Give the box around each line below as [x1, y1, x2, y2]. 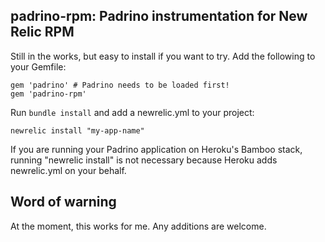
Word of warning [10, 194, 117, 211]
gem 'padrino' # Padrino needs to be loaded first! [10, 80, 230, 90]
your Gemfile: [10, 60, 67, 73]
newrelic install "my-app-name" [10, 125, 145, 136]
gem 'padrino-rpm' [10, 89, 87, 99]
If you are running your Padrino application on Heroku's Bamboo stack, [10, 143, 303, 155]
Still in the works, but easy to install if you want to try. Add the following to [10, 50, 316, 62]
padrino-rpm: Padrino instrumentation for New [10, 8, 308, 25]
